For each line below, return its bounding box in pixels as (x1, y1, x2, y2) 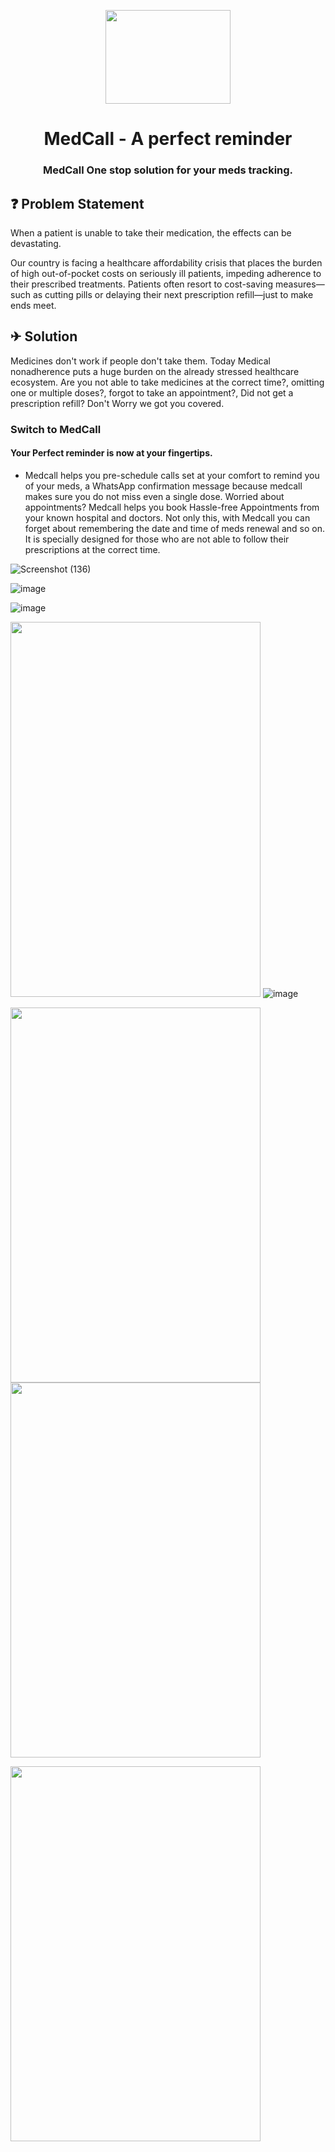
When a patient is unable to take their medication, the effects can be (10, 226, 292, 239)
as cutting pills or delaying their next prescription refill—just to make (32, 288, 314, 300)
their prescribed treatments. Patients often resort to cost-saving (10, 278, 274, 290)
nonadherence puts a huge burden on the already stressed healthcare (10, 365, 300, 377)
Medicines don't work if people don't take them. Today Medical (10, 355, 272, 367)
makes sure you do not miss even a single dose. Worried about (24, 490, 285, 502)
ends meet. (10, 299, 57, 311)
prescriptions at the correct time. (24, 543, 161, 555)
